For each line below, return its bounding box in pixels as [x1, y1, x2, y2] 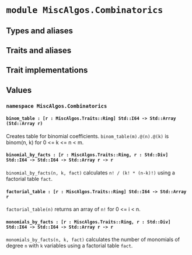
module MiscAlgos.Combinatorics [6, 5, 163, 16]
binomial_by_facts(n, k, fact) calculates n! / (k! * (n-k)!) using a [6, 169, 175, 176]
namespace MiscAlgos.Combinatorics [6, 103, 107, 109]
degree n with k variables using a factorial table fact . [6, 242, 133, 249]
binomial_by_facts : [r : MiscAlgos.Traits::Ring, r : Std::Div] [6, 152, 168, 158]
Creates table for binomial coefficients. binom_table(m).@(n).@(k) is [6, 132, 169, 139]
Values [6, 85, 32, 95]
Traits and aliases [6, 46, 72, 55]
